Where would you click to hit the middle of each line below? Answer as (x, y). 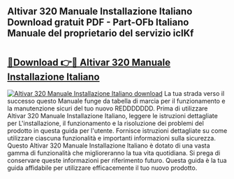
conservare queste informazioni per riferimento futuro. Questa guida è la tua (117, 160)
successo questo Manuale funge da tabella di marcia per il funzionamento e (116, 101)
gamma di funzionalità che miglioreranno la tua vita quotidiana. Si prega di (114, 153)
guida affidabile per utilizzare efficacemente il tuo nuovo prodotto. (102, 168)
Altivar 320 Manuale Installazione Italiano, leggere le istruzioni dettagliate (112, 116)
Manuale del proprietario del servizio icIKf (101, 33)
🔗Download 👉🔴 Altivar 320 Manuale (89, 62)
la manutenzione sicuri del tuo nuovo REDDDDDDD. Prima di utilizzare (108, 108)
